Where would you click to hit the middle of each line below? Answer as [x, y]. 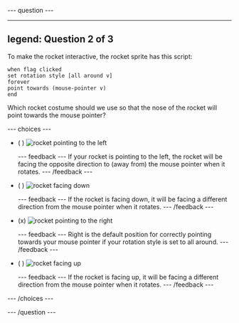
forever [19, 82]
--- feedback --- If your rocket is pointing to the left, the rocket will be [120, 157]
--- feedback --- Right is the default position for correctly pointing [115, 234]
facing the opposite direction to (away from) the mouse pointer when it [121, 164]
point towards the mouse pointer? [57, 115]
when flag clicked [34, 69]
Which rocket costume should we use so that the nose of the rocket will [112, 107]
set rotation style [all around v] [60, 75]
